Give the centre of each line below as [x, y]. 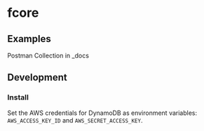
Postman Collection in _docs [48, 55]
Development [38, 77]
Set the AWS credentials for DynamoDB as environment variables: [102, 113]
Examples [29, 39]
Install [18, 97]
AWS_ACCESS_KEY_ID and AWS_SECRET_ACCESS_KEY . [75, 120]
